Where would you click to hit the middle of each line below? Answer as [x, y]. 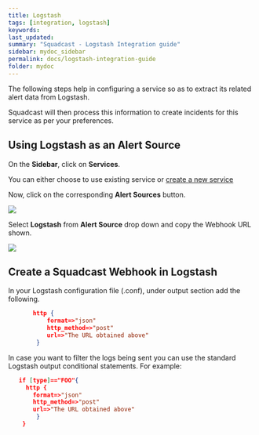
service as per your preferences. [61, 120]
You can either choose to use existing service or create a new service [121, 179]
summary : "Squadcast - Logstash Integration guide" [94, 45]
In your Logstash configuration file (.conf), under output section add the [124, 291]
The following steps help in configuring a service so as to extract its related [130, 89]
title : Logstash [35, 15]
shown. [20, 233]
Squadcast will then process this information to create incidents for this [123, 112]
